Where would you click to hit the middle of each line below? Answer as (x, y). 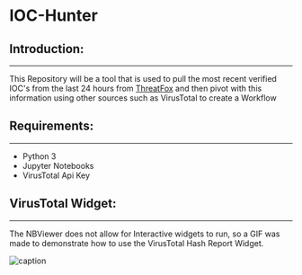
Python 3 (39, 156)
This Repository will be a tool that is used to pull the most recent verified (143, 79)
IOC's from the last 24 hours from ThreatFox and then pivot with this (136, 88)
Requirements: (52, 126)
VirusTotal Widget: (63, 204)
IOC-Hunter (54, 16)
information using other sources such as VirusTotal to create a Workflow (143, 98)
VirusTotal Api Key (56, 175)
